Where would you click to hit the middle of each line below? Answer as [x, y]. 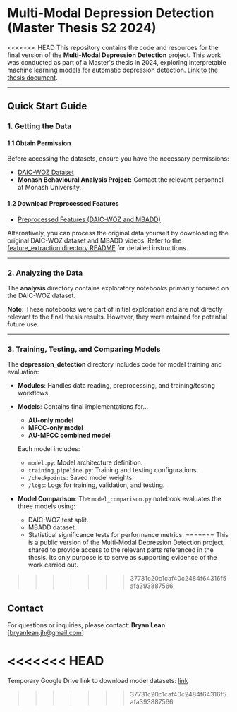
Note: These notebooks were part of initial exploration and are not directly [115, 309]
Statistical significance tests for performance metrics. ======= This [128, 535]
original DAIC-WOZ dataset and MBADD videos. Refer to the [95, 240]
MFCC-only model [55, 428]
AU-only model [51, 420]
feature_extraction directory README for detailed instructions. [98, 247]
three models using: [47, 506]
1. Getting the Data [39, 126]
